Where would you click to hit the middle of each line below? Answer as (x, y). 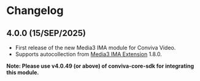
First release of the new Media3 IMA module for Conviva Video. (95, 48)
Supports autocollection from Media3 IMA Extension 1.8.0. (89, 54)
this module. (23, 72)
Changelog (35, 11)
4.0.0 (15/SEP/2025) (46, 33)
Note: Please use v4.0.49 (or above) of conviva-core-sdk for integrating (100, 66)
